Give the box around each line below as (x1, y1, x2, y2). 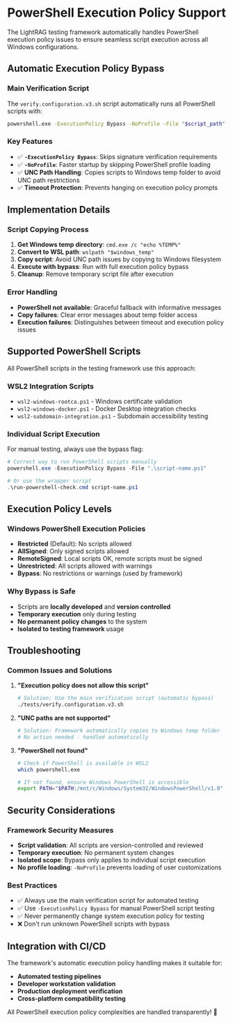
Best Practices (7, 881, 58, 890)
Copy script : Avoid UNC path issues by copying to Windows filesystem (17, 255, 221, 263)
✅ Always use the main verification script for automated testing (17, 897, 199, 905)
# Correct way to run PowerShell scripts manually (7, 459, 157, 466)
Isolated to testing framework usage (17, 624, 124, 633)
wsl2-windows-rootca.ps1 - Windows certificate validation (17, 397, 182, 405)
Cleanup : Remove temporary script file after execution (17, 270, 174, 279)
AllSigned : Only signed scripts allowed (17, 547, 129, 555)
